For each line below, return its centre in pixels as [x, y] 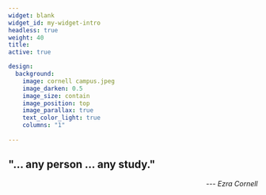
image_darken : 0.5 [53, 88]
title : [19, 45]
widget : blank [32, 15]
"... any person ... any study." [82, 165]
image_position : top [56, 103]
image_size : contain [56, 96]
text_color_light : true [62, 118]
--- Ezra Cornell [232, 183]
